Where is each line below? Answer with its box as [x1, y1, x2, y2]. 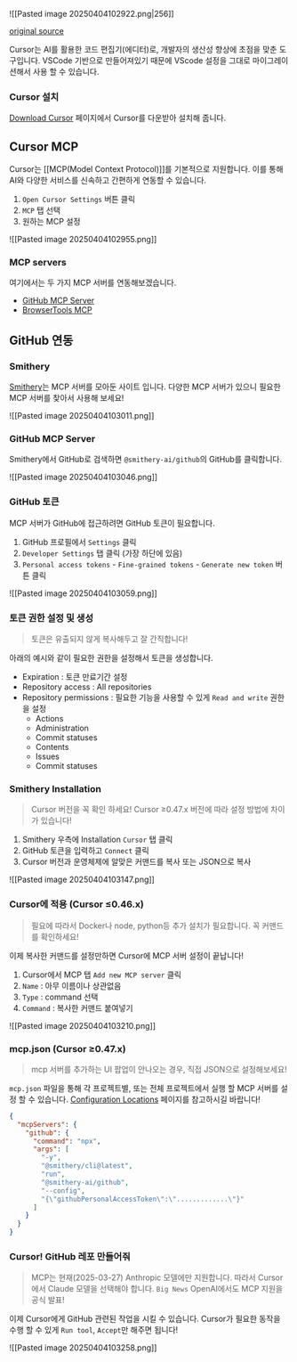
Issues [35, 751, 60, 762]
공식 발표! [30, 1294, 65, 1305]
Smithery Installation [9, 782, 102, 795]
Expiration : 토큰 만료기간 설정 [21, 671, 128, 681]
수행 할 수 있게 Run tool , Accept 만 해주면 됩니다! [9, 1325, 179, 1335]
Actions [35, 713, 64, 723]
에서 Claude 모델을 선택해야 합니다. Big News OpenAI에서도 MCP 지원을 [30, 1284, 283, 1294]
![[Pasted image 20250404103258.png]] [9, 1342, 157, 1353]
